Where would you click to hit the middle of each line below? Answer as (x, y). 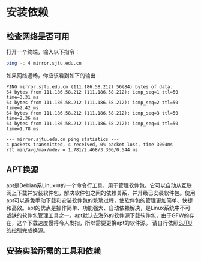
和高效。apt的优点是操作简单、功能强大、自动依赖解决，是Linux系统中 (93, 208)
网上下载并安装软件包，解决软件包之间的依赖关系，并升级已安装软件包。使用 (101, 193)
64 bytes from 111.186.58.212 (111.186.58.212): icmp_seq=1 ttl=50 (92, 92)
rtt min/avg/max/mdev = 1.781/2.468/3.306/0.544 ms (72, 150)
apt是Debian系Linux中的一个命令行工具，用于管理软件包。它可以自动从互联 (99, 185)
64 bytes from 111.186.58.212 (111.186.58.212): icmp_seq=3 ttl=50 (92, 113)
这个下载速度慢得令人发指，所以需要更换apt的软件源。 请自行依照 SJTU (104, 223)
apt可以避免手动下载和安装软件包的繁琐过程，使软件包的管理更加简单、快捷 (100, 200)
